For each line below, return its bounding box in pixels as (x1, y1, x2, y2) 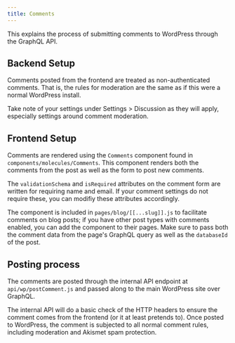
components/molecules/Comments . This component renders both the (7, 159, 199, 167)
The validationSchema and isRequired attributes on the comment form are (7, 180, 221, 188)
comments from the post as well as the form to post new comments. (7, 166, 205, 174)
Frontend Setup (7, 132, 77, 144)
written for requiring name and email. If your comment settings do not (7, 187, 208, 195)
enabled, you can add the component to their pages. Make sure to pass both (7, 223, 229, 232)
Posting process (7, 258, 81, 271)
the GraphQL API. (7, 37, 58, 46)
